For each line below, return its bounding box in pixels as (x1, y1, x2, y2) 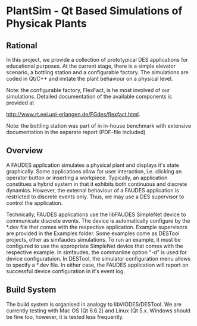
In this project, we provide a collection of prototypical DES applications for (6, 56, 189, 63)
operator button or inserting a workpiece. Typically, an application (6, 174, 168, 181)
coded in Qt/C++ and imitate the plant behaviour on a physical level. (6, 75, 173, 82)
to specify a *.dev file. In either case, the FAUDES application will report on (6, 261, 189, 268)
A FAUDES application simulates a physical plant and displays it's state (6, 162, 180, 169)
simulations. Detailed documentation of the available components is (6, 93, 173, 100)
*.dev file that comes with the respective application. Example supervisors (6, 223, 187, 230)
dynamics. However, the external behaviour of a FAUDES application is (6, 186, 180, 194)
